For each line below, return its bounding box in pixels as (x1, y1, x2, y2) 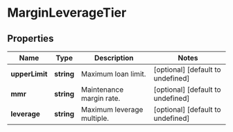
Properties (7, 33, 54, 44)
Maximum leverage (80, 105, 144, 114)
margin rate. (80, 94, 121, 103)
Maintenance (80, 85, 123, 94)
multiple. (80, 113, 110, 123)
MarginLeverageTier (7, 5, 127, 21)
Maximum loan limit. (80, 69, 146, 79)
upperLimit (10, 69, 48, 79)
